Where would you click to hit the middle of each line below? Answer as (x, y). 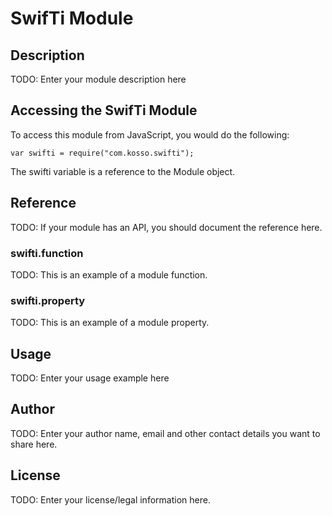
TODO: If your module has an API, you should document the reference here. (166, 227)
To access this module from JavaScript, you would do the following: (150, 134)
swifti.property (48, 300)
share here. (34, 444)
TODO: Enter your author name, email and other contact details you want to (165, 433)
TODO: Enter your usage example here (90, 378)
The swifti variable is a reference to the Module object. (123, 171)
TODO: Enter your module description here (98, 79)
